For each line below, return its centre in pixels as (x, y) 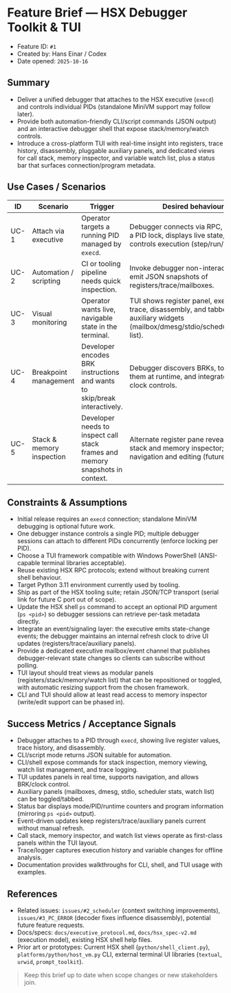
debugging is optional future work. (66, 526)
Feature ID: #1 (36, 46)
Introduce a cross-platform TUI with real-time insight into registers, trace (120, 143)
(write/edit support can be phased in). (71, 702)
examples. (32, 872)
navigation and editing (165, 456)
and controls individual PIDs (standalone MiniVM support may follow (114, 106)
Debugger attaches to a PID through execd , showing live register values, (119, 740)
